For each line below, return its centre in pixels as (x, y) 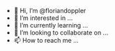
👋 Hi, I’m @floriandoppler (50, 11)
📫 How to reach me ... (46, 40)
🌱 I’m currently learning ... (51, 25)
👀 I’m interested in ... (43, 18)
